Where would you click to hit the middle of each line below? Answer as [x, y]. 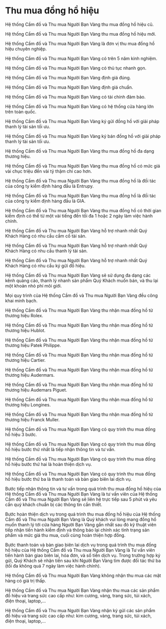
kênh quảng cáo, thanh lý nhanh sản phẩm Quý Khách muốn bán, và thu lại [82, 281]
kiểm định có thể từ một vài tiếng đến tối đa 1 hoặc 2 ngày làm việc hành [79, 216]
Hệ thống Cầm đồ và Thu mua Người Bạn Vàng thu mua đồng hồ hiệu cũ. [80, 24]
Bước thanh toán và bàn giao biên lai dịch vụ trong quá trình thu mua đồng [81, 545]
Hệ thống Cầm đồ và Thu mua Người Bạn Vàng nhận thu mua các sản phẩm [82, 590]
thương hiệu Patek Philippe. [33, 345]
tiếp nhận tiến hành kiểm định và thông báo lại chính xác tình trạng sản [77, 530]
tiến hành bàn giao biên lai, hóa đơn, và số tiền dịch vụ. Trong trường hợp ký [83, 555]
